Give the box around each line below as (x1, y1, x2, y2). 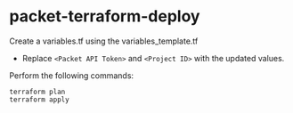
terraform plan (9, 87, 66, 96)
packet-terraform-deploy (9, 6, 200, 27)
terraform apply (9, 95, 69, 104)
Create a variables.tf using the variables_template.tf (9, 36, 199, 46)
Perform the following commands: (9, 69, 134, 81)
